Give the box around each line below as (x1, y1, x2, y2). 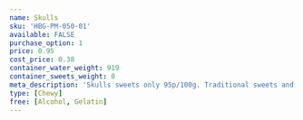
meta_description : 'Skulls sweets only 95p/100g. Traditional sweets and (9, 80, 295, 89)
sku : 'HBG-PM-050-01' (9, 22, 92, 31)
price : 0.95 (9, 47, 54, 56)
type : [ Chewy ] (9, 88, 64, 97)
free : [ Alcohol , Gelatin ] (9, 97, 107, 106)
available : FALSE (9, 30, 75, 39)
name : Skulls (9, 13, 59, 23)
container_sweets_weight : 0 (9, 72, 116, 81)
